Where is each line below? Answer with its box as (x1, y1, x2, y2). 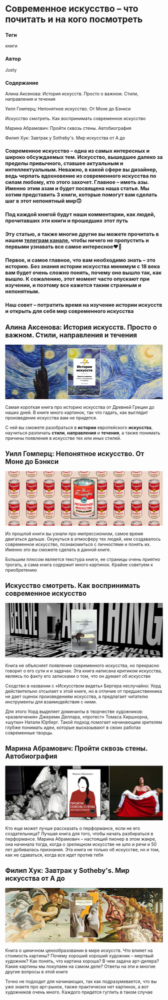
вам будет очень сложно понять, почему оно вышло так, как (5, 269, 162, 276)
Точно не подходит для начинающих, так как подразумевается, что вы (5, 978, 157, 984)
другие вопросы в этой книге (5, 968, 68, 974)
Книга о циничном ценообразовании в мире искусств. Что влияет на (5, 947, 153, 953)
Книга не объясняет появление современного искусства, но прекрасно (5, 662, 159, 668)
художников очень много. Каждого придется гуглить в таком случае (5, 989, 153, 995)
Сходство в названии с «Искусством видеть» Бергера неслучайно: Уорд (5, 682, 161, 689)
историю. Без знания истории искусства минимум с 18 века (5, 263, 160, 270)
